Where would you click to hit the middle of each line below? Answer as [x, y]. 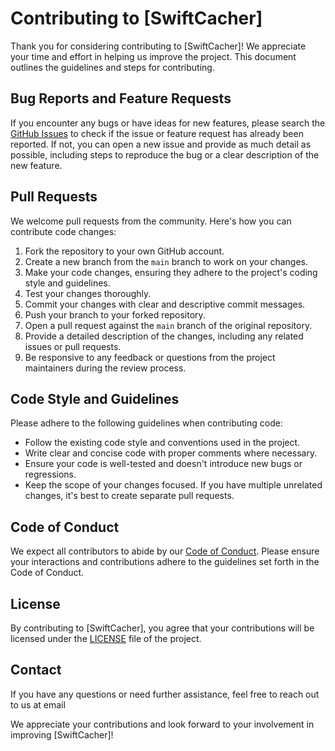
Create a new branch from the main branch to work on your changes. [166, 261]
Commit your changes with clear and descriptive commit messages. [165, 304]
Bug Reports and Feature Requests [121, 98]
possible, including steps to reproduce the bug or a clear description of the [165, 154]
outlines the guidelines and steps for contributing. [112, 67]
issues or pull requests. [73, 346]
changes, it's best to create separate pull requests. [129, 496]
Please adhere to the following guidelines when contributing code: [146, 423]
